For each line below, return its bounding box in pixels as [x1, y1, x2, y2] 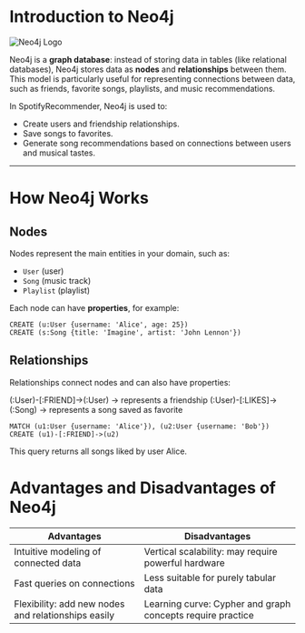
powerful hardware [143, 557, 225, 569]
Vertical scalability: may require [143, 545, 279, 558]
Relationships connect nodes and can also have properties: [9, 377, 231, 387]
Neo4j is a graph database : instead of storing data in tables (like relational [9, 54, 288, 65]
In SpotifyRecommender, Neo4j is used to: [9, 100, 168, 111]
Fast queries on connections [14, 577, 135, 589]
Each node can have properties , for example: [9, 302, 180, 313]
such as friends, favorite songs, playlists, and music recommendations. [9, 83, 275, 94]
